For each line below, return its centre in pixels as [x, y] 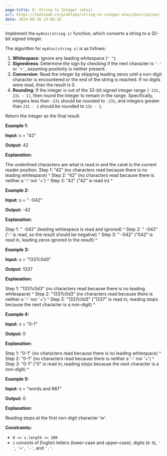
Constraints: [19, 428]
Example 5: [17, 379]
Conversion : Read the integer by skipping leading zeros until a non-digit [87, 74]
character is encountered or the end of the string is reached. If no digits [86, 80]
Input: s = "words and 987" [33, 389]
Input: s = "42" [21, 136]
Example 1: [17, 126]
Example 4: [17, 314]
